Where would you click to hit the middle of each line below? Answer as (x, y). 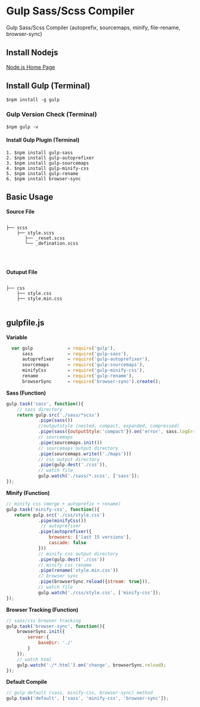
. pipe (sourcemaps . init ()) (70, 442)
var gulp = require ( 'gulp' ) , (64, 348)
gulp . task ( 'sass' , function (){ (45, 404)
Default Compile (27, 682)
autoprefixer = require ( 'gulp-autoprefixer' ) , (86, 359)
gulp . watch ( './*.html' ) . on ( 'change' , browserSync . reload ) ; (92, 665)
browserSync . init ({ (41, 632)
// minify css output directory (78, 554)
